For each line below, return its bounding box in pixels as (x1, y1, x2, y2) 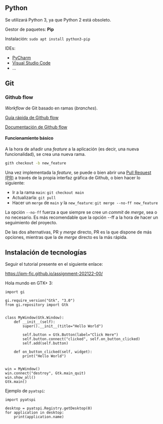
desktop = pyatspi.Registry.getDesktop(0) (5, 406, 92, 411)
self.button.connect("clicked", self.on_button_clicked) (22, 337, 140, 341)
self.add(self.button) (22, 341, 69, 346)
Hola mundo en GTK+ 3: (5, 280, 53, 286)
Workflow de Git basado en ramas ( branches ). (5, 105, 98, 111)
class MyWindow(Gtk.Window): (5, 315, 64, 320)
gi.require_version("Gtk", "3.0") (5, 298, 75, 303)
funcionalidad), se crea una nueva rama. (5, 151, 86, 157)
